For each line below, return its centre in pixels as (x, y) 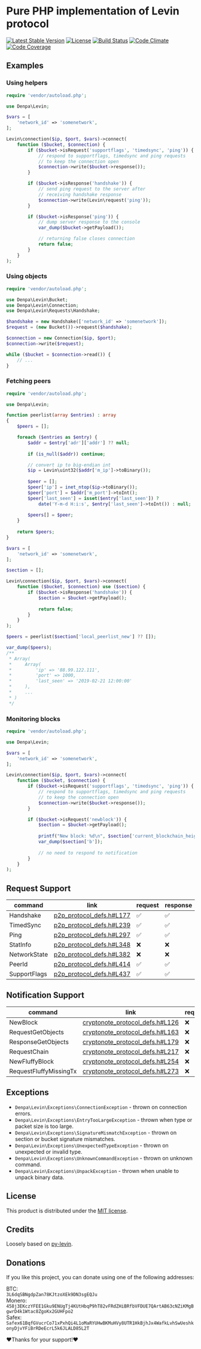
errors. (23, 1113)
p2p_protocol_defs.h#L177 (92, 916)
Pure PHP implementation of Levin (93, 11)
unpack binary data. (39, 1177)
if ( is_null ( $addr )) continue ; (67, 454)
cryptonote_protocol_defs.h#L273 (131, 1071)
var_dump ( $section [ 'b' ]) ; (70, 842)
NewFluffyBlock (32, 1061)
